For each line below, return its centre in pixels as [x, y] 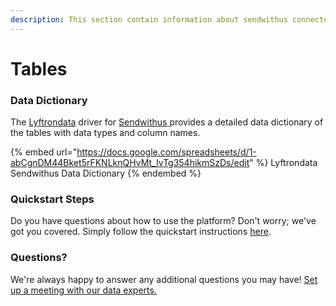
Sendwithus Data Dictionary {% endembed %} [106, 173]
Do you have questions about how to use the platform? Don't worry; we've [163, 221]
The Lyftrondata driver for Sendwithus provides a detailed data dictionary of [167, 122]
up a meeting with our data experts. [83, 290]
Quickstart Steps [52, 199]
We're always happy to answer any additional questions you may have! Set [164, 279]
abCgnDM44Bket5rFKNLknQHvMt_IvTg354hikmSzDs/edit [130, 163]
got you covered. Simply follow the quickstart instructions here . [141, 232]
